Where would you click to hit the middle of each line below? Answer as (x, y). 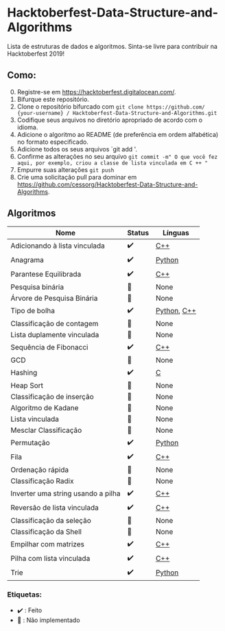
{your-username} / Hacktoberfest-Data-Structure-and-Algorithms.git (117, 113)
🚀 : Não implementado (48, 620)
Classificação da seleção (51, 520)
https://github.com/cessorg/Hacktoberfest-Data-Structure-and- (107, 184)
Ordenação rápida (40, 469)
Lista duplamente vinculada (55, 334)
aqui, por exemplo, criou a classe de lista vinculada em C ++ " (112, 163)
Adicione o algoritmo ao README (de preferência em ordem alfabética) (118, 134)
